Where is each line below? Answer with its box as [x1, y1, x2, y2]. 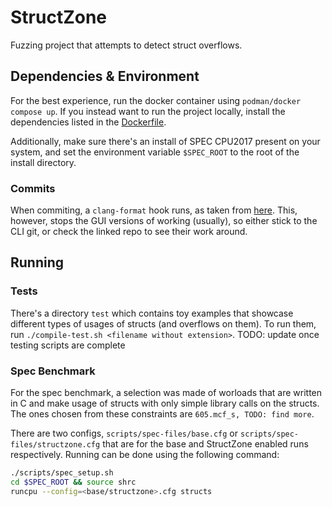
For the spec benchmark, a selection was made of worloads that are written [10, 387, 323, 399]
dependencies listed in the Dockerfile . [10, 116, 167, 128]
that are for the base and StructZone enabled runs [102, 438, 309, 450]
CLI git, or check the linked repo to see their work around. [10, 226, 248, 238]
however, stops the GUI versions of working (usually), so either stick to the [10, 215, 318, 227]
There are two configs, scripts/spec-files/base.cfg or [10, 427, 239, 440]
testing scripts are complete [10, 339, 126, 351]
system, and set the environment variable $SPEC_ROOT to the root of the [10, 146, 300, 158]
